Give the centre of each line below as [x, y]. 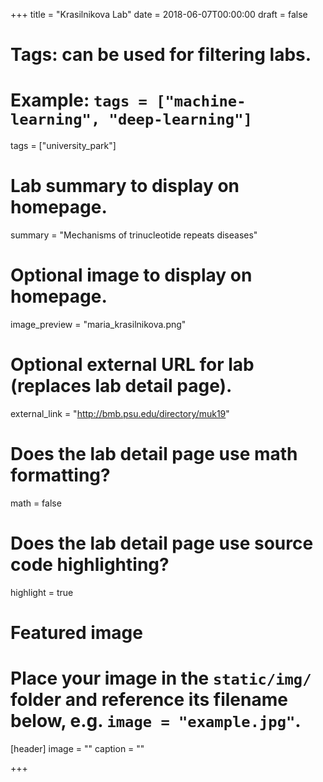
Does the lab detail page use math [154, 454]
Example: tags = [79, 100]
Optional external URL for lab [132, 365]
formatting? [60, 475]
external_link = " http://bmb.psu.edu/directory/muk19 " [120, 413]
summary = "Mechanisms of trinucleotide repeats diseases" [134, 235]
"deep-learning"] [180, 119]
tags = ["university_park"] [63, 146]
